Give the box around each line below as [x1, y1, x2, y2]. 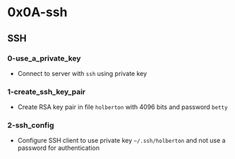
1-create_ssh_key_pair [7, 87, 86, 96]
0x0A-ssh [7, 4, 68, 20]
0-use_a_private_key [7, 53, 81, 63]
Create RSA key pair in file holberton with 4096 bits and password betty [17, 103, 228, 111]
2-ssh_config [7, 120, 54, 130]
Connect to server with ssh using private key [17, 69, 147, 77]
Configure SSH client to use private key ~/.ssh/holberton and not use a [17, 136, 226, 145]
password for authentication [17, 144, 100, 152]
